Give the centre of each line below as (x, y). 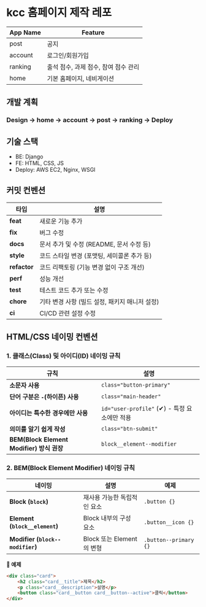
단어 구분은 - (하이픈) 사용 (44, 396)
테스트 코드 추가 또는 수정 (74, 290)
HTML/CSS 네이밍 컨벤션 (52, 337)
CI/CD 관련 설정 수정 (68, 313)
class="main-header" (131, 396)
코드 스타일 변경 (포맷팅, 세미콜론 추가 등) (96, 255)
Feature (93, 33)
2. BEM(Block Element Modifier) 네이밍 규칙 (71, 468)
